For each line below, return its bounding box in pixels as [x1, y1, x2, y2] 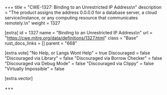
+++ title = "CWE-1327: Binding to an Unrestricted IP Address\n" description [4, 4, 162, 10]
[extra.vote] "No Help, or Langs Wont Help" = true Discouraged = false [4, 50, 150, 56]
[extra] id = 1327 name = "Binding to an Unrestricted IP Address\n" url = [4, 30, 153, 35]
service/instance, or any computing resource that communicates [4, 15, 138, 20]
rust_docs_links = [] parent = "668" [4, 40, 77, 46]
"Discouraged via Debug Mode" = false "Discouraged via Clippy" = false [4, 61, 154, 66]
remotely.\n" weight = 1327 [4, 20, 60, 26]
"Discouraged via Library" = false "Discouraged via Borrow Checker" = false [4, 55, 162, 61]
